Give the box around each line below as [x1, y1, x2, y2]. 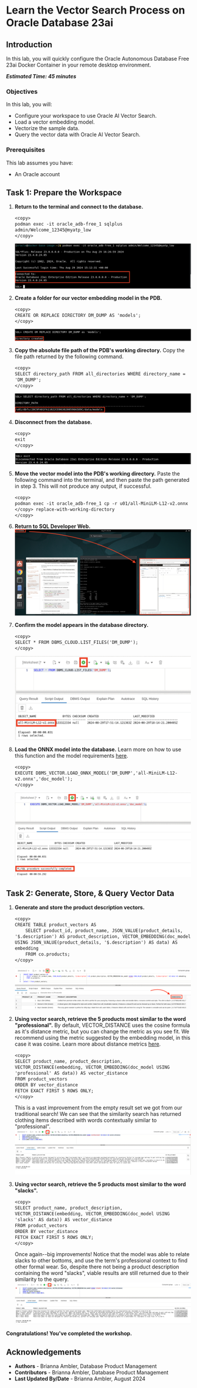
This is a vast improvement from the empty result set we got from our [14, 1104, 183, 1111]
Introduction [6, 39, 53, 49]
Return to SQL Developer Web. [14, 523, 91, 530]
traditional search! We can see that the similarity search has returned [14, 1110, 182, 1117]
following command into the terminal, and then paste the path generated [14, 476, 189, 483]
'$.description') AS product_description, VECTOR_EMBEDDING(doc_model [14, 934, 191, 940]
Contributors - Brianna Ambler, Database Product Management [14, 1369, 169, 1376]
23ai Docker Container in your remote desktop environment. [6, 61, 151, 68]
